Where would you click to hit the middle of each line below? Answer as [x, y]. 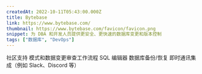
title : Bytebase [27, 17]
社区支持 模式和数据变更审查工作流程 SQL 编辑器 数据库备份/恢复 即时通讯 [99, 57]
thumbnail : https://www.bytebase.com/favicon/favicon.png [81, 29]
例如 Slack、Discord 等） [48, 65]
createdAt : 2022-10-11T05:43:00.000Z [54, 12]
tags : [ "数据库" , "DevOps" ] [40, 40]
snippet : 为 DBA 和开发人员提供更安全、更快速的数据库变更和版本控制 [84, 34]
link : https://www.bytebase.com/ [49, 23]
